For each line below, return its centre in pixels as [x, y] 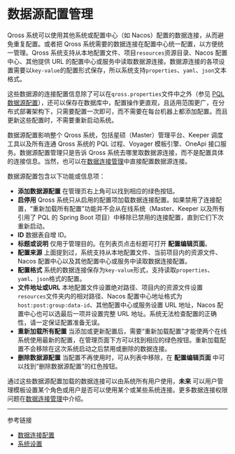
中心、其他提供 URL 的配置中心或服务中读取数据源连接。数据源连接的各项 [113, 61]
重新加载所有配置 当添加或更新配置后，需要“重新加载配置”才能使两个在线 [122, 331]
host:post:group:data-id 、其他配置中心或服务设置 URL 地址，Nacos [116, 305]
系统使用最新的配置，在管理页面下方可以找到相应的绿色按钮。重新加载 [119, 340]
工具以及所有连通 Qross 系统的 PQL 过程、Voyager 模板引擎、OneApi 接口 [114, 144]
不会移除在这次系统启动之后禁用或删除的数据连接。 [97, 348]
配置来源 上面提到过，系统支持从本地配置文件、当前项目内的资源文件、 [119, 252]
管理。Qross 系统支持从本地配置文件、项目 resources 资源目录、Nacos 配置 [120, 53]
